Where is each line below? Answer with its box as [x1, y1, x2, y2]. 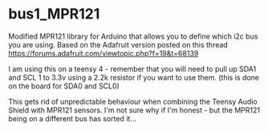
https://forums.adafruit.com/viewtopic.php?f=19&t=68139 [8, 48, 199, 58]
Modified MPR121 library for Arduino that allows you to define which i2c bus [8, 31, 258, 41]
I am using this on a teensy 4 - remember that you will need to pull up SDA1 [8, 63, 257, 73]
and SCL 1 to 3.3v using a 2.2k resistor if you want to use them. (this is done [8, 72, 259, 82]
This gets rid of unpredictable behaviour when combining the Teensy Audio [8, 96, 258, 106]
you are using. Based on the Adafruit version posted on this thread [8, 39, 229, 49]
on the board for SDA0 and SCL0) [8, 81, 120, 91]
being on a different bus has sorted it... [8, 113, 136, 123]
